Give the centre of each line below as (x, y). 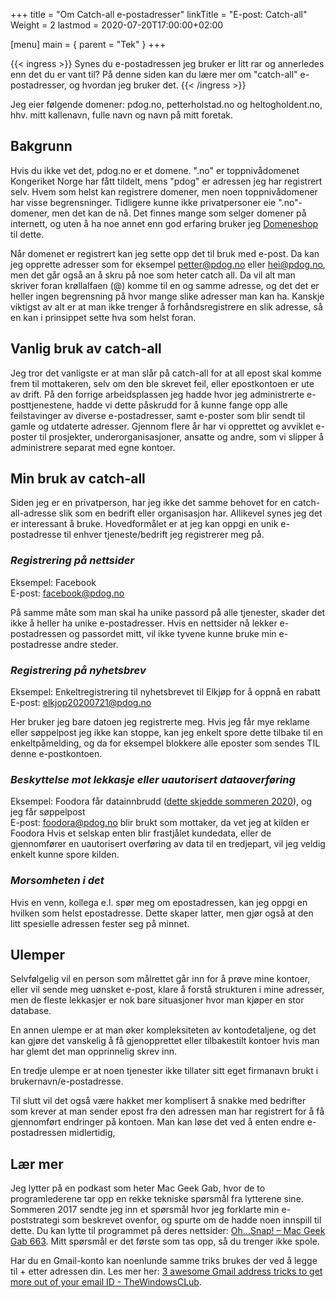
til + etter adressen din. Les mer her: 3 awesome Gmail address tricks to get (166, 1271)
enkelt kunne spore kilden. (65, 855)
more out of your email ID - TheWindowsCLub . (106, 1282)
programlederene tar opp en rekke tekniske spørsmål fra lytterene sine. (157, 1199)
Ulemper (38, 955)
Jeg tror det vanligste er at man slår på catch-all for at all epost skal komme (166, 373)
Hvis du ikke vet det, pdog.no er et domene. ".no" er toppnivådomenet (155, 170)
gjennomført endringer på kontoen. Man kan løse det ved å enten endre (157, 1122)
